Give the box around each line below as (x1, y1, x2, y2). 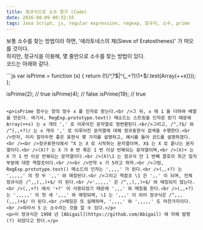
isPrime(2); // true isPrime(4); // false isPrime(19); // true (6, 90, 147, 97)
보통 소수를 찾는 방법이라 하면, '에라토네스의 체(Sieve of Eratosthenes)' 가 (6, 38, 183, 45)
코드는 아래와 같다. (6, 60, 50, 67)
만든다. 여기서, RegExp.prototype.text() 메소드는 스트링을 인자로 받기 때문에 (13, 115, 191, 121)
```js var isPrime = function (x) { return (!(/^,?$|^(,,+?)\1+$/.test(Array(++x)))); (6, 72, 196, 79)
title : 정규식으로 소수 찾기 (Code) (6, 8, 88, 15)
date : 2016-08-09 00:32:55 (6, 15, 75, 21)
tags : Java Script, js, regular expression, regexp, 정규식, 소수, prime (6, 20, 190, 26)
